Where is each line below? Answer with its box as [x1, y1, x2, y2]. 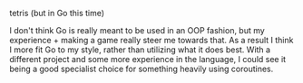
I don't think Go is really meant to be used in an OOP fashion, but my [9, 25, 265, 35]
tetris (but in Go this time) [9, 8, 105, 18]
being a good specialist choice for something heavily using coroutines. [9, 63, 274, 74]
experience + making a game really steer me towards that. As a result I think [9, 35, 294, 45]
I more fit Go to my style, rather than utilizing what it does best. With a [9, 44, 270, 55]
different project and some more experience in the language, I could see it [9, 54, 287, 64]
